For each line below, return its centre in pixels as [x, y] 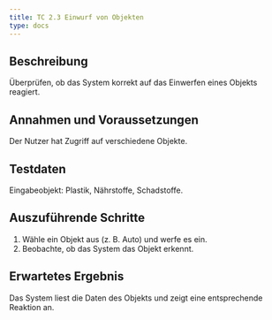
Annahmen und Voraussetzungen [104, 120]
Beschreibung [49, 61]
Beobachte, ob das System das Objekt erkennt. [108, 248]
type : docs [29, 26]
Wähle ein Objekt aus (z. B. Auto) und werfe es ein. [114, 239]
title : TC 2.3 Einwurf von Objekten [76, 17]
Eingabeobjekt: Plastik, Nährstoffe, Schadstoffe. [96, 190]
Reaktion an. [32, 307]
